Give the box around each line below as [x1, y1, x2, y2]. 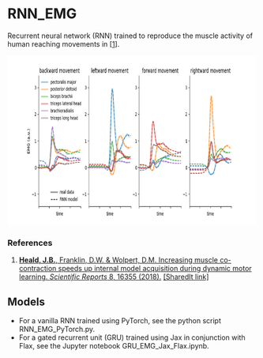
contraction [18, 264, 57, 273]
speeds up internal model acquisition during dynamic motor [58, 264, 252, 273]
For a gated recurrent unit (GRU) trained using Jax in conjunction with [18, 333, 246, 342]
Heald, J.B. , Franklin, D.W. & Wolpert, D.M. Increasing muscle [18, 255, 219, 265]
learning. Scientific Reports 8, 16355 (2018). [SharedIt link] [18, 272, 209, 281]
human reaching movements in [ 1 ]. [7, 39, 120, 48]
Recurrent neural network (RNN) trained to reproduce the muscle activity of [7, 31, 254, 40]
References [7, 237, 53, 248]
